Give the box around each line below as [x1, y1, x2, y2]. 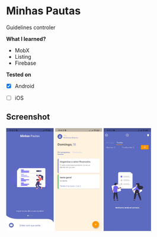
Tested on [6, 71, 31, 78]
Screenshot [6, 112, 50, 122]
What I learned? [6, 35, 46, 42]
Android [14, 82, 34, 90]
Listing [14, 53, 31, 60]
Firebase [14, 59, 37, 67]
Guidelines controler [6, 24, 56, 31]
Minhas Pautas [6, 4, 81, 18]
